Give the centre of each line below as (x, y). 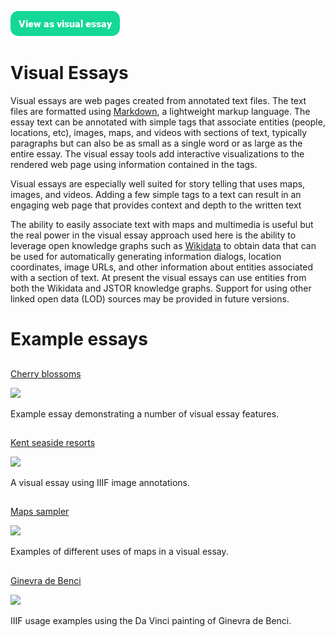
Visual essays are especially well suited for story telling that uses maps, (158, 183)
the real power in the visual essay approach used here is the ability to (153, 235)
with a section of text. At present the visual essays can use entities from (158, 277)
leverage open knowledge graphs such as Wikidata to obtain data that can (163, 245)
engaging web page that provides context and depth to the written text (156, 205)
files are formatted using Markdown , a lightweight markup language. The (160, 111)
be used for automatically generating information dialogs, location (146, 256)
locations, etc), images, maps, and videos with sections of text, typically (159, 132)
